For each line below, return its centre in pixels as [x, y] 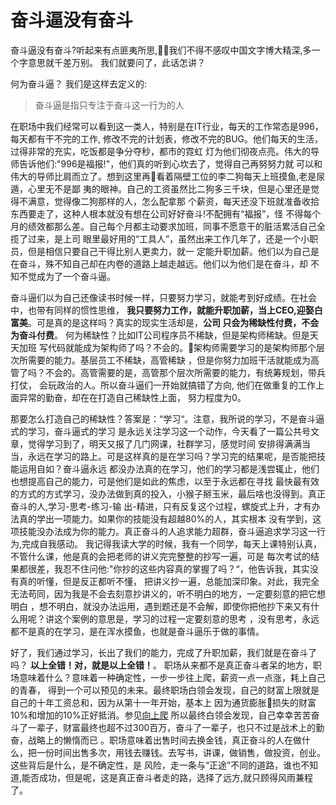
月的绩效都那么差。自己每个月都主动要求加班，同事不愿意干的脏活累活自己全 [168, 226]
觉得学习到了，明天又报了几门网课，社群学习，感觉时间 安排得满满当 [169, 443]
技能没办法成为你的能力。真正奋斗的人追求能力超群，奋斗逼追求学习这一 [167, 531]
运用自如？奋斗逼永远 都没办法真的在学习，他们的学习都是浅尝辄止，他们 [169, 468]
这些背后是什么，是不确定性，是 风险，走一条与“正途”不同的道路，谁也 [156, 765]
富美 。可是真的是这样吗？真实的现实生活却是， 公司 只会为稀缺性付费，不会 [165, 322]
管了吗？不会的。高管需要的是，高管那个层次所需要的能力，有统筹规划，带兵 [168, 372]
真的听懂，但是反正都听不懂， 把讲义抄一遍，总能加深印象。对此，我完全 [169, 581]
